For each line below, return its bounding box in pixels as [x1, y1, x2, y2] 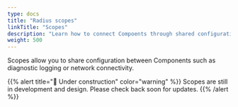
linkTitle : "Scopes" [7, 23, 69, 30]
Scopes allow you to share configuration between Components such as [7, 56, 216, 64]
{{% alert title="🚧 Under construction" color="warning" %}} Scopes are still [7, 77, 228, 86]
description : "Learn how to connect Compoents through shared [7, 30, 195, 38]
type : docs [7, 10, 40, 18]
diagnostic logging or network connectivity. [7, 64, 135, 72]
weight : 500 [7, 37, 42, 44]
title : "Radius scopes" [7, 17, 78, 24]
